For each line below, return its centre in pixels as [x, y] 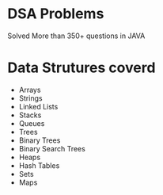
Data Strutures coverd [81, 68]
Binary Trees [40, 140]
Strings [30, 98]
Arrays [30, 90]
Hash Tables [39, 165]
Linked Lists [38, 106]
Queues [32, 123]
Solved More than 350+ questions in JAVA [76, 36]
